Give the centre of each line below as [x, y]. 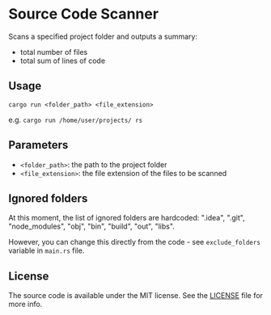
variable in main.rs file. [47, 250]
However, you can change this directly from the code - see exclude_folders [135, 242]
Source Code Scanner [84, 14]
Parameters [38, 145]
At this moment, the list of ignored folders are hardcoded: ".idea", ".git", [127, 218]
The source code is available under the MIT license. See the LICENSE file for [135, 296]
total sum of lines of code [63, 61]
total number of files [54, 52]
